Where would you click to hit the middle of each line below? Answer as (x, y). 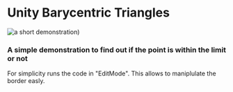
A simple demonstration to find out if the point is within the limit (117, 50)
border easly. (26, 81)
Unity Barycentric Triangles (89, 13)
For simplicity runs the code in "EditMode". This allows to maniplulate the (112, 73)
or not (17, 58)
